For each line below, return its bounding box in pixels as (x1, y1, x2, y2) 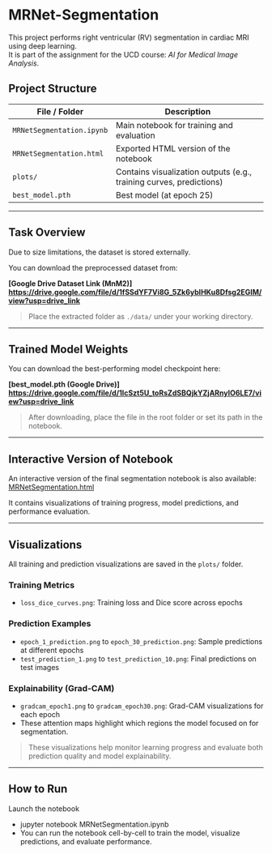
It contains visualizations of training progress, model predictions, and (8, 498, 239, 508)
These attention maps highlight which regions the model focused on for (19, 718, 259, 728)
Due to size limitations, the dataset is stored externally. (8, 247, 191, 257)
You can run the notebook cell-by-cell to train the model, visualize (19, 828, 240, 838)
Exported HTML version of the (116, 143, 231, 154)
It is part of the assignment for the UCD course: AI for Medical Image (8, 49, 239, 59)
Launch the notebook (8, 804, 79, 813)
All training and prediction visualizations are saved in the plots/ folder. (8, 559, 244, 569)
